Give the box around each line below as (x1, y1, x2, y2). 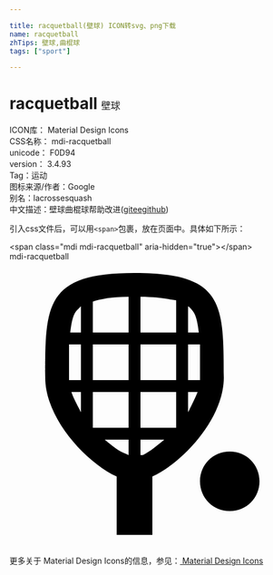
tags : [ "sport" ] (9, 46, 71, 55)
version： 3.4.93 (9, 159, 72, 170)
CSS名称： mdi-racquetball (9, 136, 112, 147)
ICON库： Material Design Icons (9, 124, 129, 136)
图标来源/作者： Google (9, 181, 95, 192)
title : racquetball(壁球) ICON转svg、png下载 (9, 21, 177, 30)
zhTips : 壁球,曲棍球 (9, 38, 80, 47)
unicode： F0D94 (9, 147, 75, 159)
